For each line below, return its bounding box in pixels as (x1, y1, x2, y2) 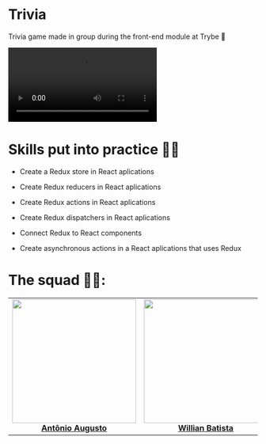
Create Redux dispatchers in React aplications (19, 212, 170, 222)
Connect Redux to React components (19, 228, 142, 237)
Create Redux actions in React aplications (19, 197, 156, 207)
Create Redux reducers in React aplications (19, 182, 161, 192)
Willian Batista (177, 422, 234, 433)
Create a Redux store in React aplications (19, 166, 154, 176)
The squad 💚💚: (8, 271, 106, 290)
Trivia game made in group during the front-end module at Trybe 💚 (8, 32, 226, 41)
